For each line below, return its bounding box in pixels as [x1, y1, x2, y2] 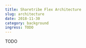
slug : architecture [5, 12, 45, 16]
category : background [5, 20, 49, 26]
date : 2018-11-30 [5, 16, 40, 21]
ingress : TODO [5, 25, 34, 30]
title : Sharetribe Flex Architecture [5, 7, 82, 12]
